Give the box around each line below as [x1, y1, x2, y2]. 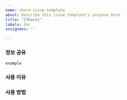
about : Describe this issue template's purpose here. [5, 12, 123, 17]
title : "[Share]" [5, 17, 43, 22]
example [5, 61, 22, 66]
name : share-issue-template [5, 7, 66, 13]
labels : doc [5, 22, 31, 27]
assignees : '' [5, 27, 36, 32]
